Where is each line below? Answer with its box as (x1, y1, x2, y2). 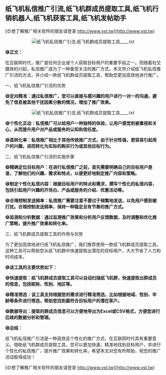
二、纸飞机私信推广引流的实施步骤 (5, 153, 75, 159)
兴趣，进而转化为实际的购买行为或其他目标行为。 (13, 143, 114, 149)
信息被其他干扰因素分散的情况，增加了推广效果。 (13, 99, 114, 105)
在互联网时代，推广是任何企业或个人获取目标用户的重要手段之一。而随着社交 (5, 59, 161, 65)
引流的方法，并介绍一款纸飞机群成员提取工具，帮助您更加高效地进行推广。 (9, 72, 161, 78)
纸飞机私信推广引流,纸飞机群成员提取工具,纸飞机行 (5, 4, 159, 13)
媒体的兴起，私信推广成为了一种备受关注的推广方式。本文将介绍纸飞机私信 (5, 66, 157, 72)
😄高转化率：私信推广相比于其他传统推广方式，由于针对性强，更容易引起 (5, 137, 153, 142)
